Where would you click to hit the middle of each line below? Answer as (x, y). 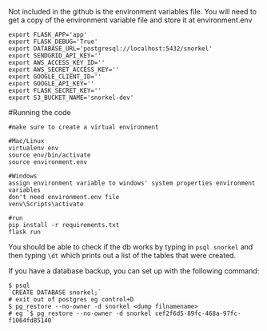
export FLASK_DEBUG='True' (53, 42)
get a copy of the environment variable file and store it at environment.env (130, 20)
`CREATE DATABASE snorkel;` (55, 293)
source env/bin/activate (50, 155)
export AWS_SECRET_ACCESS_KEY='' (64, 70)
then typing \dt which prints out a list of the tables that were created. (122, 255)
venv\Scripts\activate (46, 204)
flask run (25, 232)
